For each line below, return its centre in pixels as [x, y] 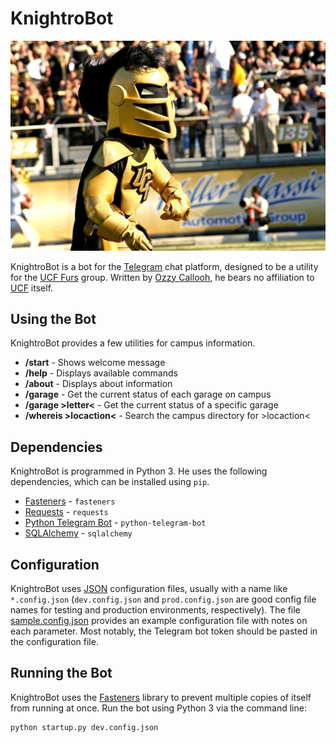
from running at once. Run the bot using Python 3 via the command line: [158, 708]
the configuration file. [54, 642]
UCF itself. [32, 288]
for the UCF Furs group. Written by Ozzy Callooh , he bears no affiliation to [162, 277]
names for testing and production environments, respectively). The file [155, 610]
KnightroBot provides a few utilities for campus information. [133, 343]
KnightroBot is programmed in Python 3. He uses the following [139, 471]
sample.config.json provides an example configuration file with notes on [159, 621]
